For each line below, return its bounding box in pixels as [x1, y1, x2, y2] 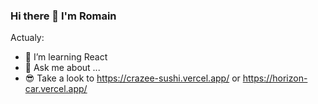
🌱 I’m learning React [24, 51, 108, 63]
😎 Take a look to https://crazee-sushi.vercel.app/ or [24, 72, 241, 84]
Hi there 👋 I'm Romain [10, 9, 117, 23]
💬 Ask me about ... [24, 62, 101, 74]
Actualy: [10, 32, 45, 44]
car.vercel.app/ [24, 83, 88, 95]
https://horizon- [242, 72, 308, 84]
